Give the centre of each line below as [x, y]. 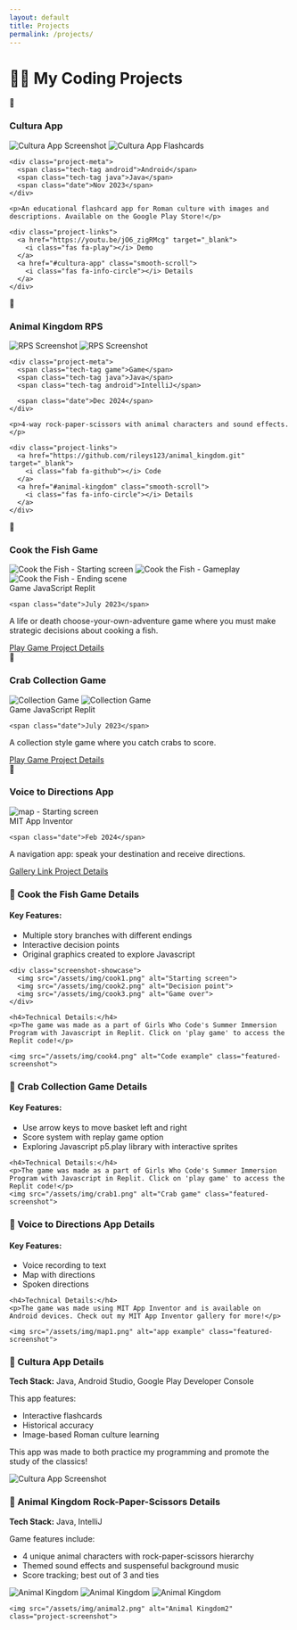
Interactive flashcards [62, 1416]
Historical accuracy [58, 1425]
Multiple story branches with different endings [107, 935]
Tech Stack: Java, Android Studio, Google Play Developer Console [132, 1381]
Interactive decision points [71, 944]
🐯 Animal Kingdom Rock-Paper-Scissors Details [115, 1502]
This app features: [43, 1399]
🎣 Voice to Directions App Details [82, 1224]
